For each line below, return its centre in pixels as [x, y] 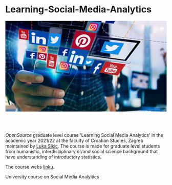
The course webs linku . [30, 167]
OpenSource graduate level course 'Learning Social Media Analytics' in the [84, 135]
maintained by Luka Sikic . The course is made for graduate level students [83, 146]
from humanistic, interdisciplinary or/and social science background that [82, 152]
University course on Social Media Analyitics [52, 177]
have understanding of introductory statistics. [53, 157]
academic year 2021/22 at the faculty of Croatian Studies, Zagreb [74, 141]
